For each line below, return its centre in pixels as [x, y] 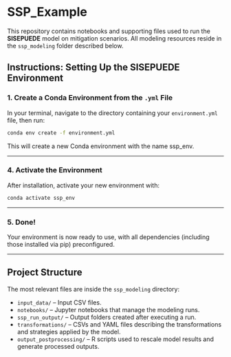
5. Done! [21, 222]
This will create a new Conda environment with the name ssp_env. [101, 146]
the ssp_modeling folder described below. [65, 45]
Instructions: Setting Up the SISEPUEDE [93, 67]
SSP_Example [47, 12]
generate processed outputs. [58, 346]
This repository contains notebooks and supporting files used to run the [109, 31]
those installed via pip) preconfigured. [61, 244]
